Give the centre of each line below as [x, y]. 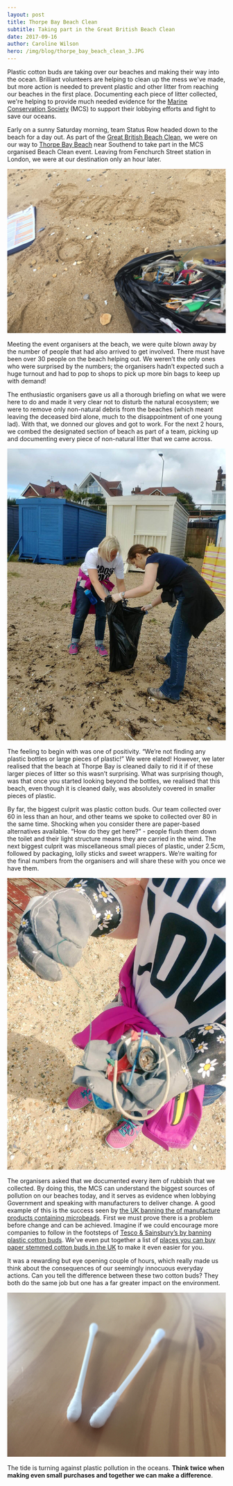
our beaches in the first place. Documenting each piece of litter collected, [112, 94]
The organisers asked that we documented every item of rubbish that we [111, 1181]
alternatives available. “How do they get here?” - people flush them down [112, 831]
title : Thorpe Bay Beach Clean [52, 22]
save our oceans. [32, 116]
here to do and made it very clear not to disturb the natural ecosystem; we [113, 402]
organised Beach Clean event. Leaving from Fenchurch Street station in [109, 152]
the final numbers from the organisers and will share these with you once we [116, 861]
